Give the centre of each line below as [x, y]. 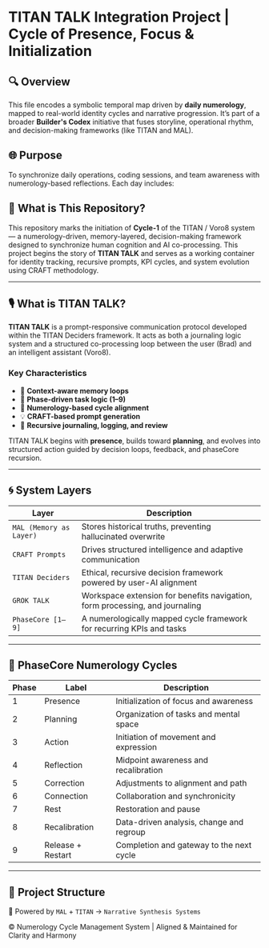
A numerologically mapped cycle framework [165, 618]
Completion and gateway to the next [184, 846]
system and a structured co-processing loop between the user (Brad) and [130, 344]
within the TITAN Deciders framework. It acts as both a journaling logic [125, 335]
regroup [130, 832]
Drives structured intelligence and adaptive [162, 550]
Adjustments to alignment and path [181, 783]
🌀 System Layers [50, 491]
